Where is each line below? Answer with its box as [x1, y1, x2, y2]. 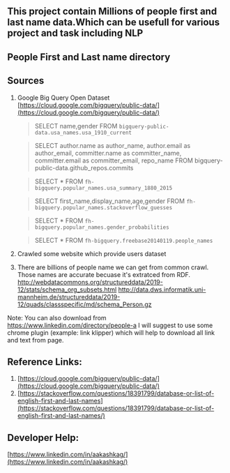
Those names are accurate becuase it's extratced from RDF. [17, 270, 190, 278]
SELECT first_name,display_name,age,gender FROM [34, 197, 185, 205]
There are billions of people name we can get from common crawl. [17, 263, 209, 271]
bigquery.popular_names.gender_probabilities [34, 223, 169, 231]
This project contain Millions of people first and [7, 6, 217, 17]
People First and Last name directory [7, 51, 171, 63]
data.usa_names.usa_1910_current [34, 129, 132, 136]
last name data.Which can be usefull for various [7, 17, 220, 29]
